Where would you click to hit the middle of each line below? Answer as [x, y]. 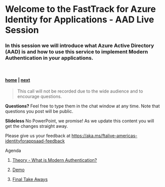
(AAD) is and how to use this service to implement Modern [77, 52]
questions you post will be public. [39, 111]
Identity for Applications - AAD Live [80, 20]
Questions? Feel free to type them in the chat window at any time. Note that [82, 106]
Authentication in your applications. [49, 58]
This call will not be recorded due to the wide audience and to [80, 91]
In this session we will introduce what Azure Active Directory [80, 46]
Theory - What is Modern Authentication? [55, 160]
